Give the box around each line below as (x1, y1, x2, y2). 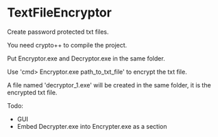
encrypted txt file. (7, 88, 58, 96)
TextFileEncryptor (7, 5, 112, 21)
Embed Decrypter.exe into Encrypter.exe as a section (16, 122, 167, 130)
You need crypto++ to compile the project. (7, 41, 128, 49)
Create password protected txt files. (7, 28, 109, 36)
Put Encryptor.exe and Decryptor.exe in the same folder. (7, 54, 166, 63)
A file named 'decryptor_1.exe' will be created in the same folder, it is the (7, 81, 211, 89)
